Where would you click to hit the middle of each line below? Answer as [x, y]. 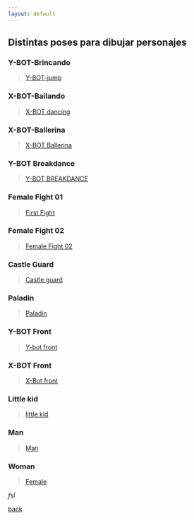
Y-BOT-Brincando [40, 62]
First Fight [40, 212]
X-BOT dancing [48, 111]
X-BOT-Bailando [37, 96]
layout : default [32, 14]
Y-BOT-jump [43, 78]
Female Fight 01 [35, 197]
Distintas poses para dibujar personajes [97, 43]
